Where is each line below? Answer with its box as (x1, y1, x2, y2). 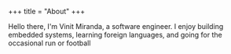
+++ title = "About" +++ (8, 7, 86, 16)
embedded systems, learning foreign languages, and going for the (8, 31, 222, 39)
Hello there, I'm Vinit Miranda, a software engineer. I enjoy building (8, 22, 224, 31)
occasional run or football (8, 38, 91, 48)
